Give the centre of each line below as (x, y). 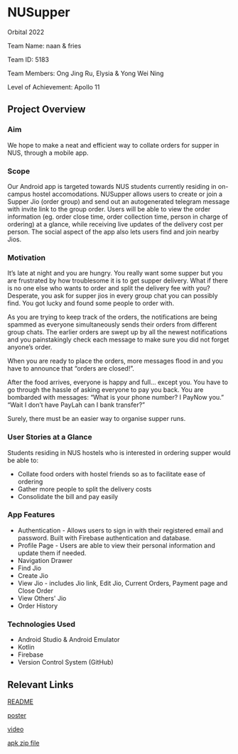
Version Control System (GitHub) (65, 662)
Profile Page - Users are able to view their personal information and (116, 545)
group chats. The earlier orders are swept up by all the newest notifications (117, 332)
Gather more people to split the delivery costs (85, 489)
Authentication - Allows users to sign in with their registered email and (120, 530)
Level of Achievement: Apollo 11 (54, 87)
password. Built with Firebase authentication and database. (104, 537)
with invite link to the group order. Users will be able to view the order (109, 209)
